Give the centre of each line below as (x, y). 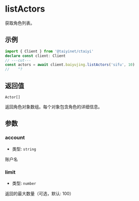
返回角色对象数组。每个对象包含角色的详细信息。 (54, 107)
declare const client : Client (35, 56)
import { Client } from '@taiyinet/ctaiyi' (49, 51)
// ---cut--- (18, 60)
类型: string (24, 149)
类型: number (24, 183)
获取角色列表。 (20, 23)
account (15, 138)
